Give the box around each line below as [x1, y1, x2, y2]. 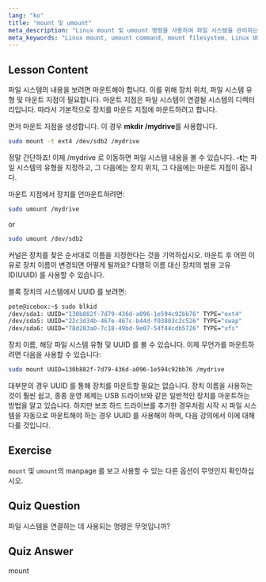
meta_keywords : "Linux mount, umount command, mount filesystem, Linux [8, 33, 249, 42]
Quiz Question [8, 500, 81, 513]
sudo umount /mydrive [8, 205, 80, 213]
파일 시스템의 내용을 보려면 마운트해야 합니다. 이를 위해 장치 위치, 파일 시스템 [8, 85, 245, 95]
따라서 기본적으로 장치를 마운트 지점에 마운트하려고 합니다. [37, 105, 218, 115]
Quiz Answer [8, 545, 74, 558]
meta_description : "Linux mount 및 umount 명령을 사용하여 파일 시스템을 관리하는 [8, 26, 259, 34]
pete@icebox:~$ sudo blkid [8, 302, 97, 310]
